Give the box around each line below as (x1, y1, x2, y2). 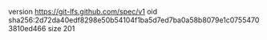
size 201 (47, 24, 75, 33)
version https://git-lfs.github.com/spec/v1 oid (8, 7, 158, 16)
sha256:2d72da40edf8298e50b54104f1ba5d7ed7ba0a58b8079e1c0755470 (8, 15, 260, 25)
